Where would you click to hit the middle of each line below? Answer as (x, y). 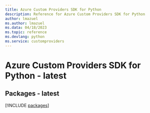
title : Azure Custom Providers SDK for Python (53, 9)
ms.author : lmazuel (25, 23)
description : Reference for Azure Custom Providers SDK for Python (75, 14)
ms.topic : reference (26, 32)
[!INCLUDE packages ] (27, 105)
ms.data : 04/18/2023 (26, 28)
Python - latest (36, 75)
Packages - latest (32, 94)
